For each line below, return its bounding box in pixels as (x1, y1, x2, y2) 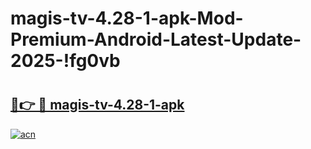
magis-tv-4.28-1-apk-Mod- (10, 7, 244, 30)
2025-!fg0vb (10, 50, 121, 72)
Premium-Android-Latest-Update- (10, 28, 302, 51)
